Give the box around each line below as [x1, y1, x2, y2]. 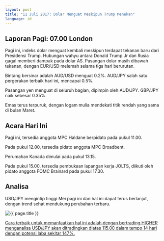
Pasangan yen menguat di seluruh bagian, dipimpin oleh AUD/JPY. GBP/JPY [5, 87, 159, 93]
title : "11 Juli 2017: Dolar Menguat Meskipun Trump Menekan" [5, 12, 135, 17]
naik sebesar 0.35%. [5, 93, 47, 99]
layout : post [5, 7, 32, 12]
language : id [5, 16, 32, 21]
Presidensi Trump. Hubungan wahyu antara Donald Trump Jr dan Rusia [5, 53, 149, 59]
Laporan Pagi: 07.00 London [5, 34, 93, 43]
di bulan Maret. [5, 107, 36, 113]
